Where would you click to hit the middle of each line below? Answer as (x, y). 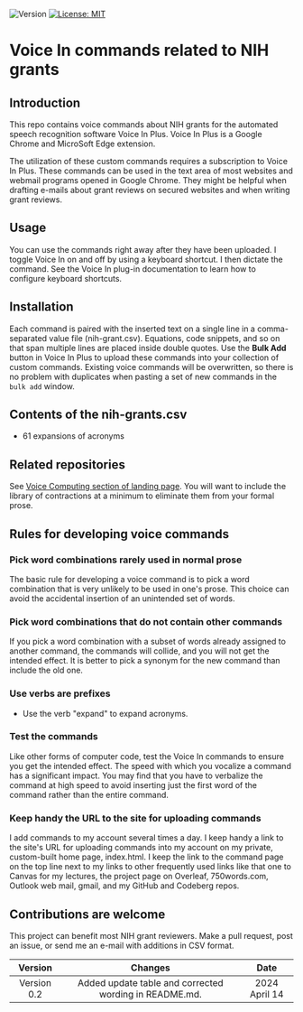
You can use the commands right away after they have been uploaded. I (143, 249)
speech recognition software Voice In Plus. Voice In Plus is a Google (136, 134)
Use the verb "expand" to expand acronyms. (105, 713)
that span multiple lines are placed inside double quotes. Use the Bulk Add (148, 348)
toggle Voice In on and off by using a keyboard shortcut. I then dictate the (146, 259)
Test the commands (54, 737)
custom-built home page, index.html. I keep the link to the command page (147, 857)
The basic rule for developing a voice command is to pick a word (129, 579)
